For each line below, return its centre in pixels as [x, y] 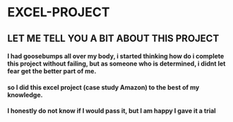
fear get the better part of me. [52, 71]
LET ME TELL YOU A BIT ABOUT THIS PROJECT [113, 38]
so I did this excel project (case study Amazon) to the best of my [103, 87]
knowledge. [25, 94]
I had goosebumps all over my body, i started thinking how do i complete [116, 56]
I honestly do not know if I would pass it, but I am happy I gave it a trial [112, 111]
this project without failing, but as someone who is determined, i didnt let [116, 63]
